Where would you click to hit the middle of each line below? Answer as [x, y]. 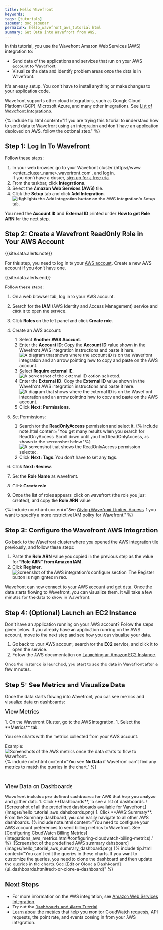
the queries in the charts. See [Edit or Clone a [51, 864]
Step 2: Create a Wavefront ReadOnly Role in [74, 234]
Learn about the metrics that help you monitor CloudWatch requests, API [85, 912]
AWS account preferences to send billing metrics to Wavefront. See [72, 828]
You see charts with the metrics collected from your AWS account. [72, 737]
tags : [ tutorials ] [24, 19]
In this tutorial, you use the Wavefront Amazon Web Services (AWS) [73, 46]
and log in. [105, 173]
